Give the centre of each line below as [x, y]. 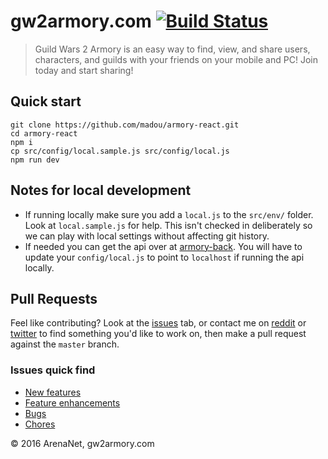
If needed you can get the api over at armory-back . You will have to [163, 246]
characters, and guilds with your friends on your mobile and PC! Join [176, 59]
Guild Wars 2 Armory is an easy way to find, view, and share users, [172, 49]
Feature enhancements [72, 402]
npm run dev [35, 160]
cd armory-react [44, 133]
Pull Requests [54, 298]
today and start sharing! [84, 70]
